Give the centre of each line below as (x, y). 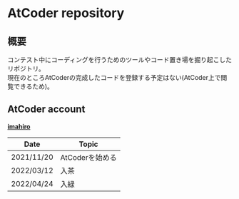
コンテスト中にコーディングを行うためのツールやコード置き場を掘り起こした (120, 60)
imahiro (19, 126)
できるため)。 (33, 86)
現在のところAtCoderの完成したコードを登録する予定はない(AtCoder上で (114, 77)
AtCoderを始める (88, 157)
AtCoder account (46, 109)
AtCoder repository (66, 13)
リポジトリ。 (26, 68)
